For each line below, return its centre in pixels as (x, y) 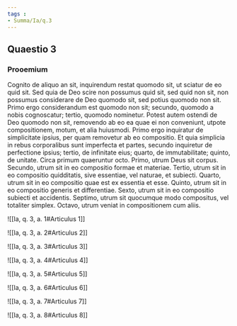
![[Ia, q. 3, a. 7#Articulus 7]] (47, 301)
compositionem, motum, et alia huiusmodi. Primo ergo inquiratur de (105, 130)
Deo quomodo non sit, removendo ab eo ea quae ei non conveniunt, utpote (117, 123)
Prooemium (28, 69)
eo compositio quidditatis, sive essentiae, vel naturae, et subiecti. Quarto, (114, 175)
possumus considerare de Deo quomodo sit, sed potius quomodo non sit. (114, 100)
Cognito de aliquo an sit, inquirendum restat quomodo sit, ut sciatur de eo (115, 85)
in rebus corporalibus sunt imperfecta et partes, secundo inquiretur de (110, 145)
